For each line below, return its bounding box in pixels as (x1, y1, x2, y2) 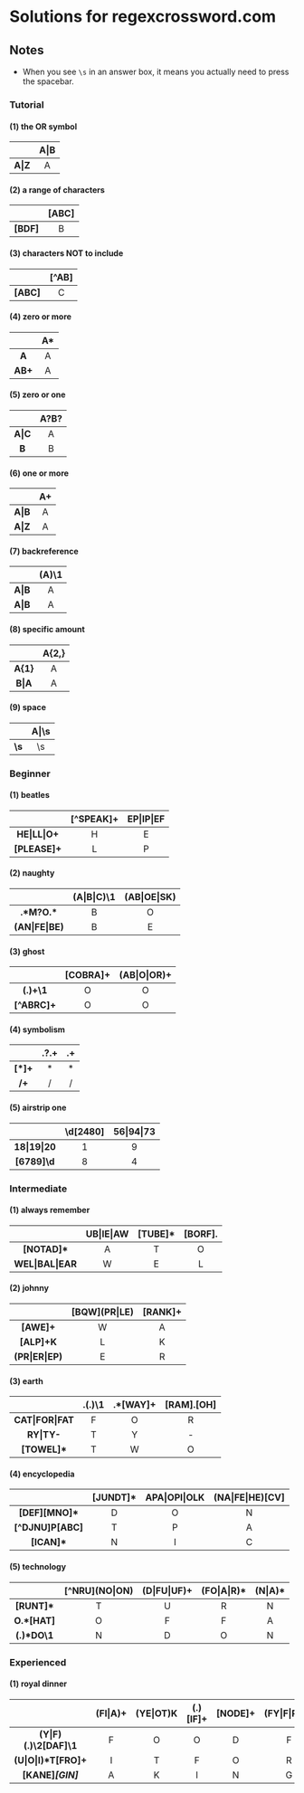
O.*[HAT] (14, 1614, 56, 1627)
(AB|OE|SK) (124, 891, 176, 904)
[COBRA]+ (64, 969, 111, 982)
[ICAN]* (30, 1536, 67, 1549)
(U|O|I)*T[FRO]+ (14, 1753, 88, 1766)
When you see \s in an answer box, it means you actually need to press (22, 66, 290, 77)
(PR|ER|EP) (14, 1351, 63, 1363)
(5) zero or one (9, 389, 66, 400)
